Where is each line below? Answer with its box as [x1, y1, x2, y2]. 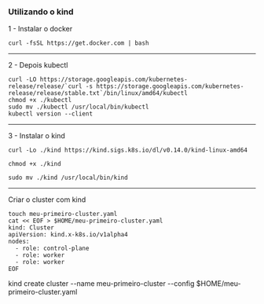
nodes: [8, 238, 30, 246]
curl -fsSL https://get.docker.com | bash [8, 39, 149, 47]
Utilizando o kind [8, 6, 74, 17]
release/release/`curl [8, 82, 82, 90]
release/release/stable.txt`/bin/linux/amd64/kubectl [8, 90, 189, 97]
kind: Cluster [8, 224, 55, 232]
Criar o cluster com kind [8, 195, 86, 204]
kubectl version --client [8, 110, 93, 118]
